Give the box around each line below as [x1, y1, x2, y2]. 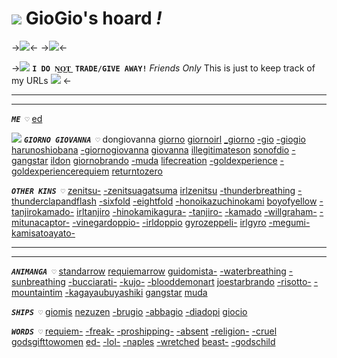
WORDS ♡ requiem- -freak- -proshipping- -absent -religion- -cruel [11, 325, 278, 337]
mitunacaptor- [11, 216, 71, 228]
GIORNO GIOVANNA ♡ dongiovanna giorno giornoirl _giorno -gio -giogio [23, 133, 306, 145]
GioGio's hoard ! [25, 7, 163, 30]
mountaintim [11, 286, 63, 298]
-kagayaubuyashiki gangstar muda [64, 286, 208, 298]
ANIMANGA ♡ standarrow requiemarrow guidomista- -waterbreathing [11, 265, 287, 277]
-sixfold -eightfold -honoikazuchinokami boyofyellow [98, 195, 318, 207]
